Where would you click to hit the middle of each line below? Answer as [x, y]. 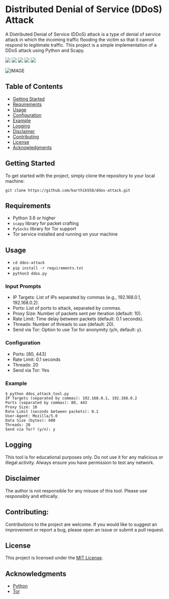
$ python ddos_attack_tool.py [37, 394]
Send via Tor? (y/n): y [30, 429]
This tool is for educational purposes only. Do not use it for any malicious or [84, 457]
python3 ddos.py [30, 274]
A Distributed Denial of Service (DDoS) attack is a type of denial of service [83, 34]
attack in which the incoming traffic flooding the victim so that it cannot [80, 40]
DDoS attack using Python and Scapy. [45, 50]
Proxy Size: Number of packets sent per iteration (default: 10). [77, 314]
